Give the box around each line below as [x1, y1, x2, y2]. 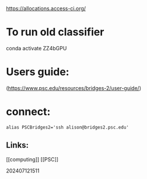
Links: [6, 140, 29, 150]
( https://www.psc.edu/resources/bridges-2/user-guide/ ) [6, 84, 142, 91]
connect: [6, 105, 51, 119]
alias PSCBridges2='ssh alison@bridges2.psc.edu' [6, 124, 129, 130]
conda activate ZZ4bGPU [6, 44, 67, 51]
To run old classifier [6, 26, 104, 39]
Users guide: [6, 66, 69, 78]
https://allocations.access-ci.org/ [6, 5, 86, 12]
